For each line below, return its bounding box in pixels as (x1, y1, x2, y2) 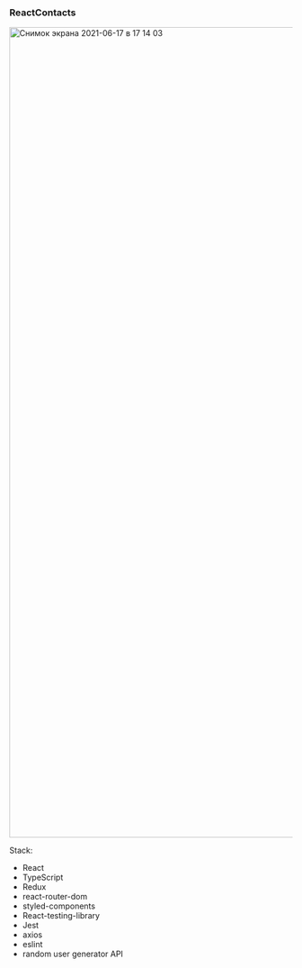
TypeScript (22, 872, 64, 883)
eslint (22, 939, 43, 950)
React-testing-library (22, 910, 101, 921)
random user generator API (22, 948, 124, 960)
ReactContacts (9, 6, 76, 19)
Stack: (9, 845, 33, 856)
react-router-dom (22, 891, 88, 902)
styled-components (22, 900, 96, 911)
